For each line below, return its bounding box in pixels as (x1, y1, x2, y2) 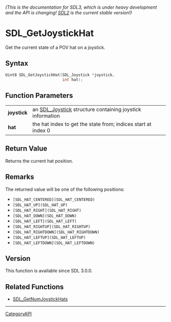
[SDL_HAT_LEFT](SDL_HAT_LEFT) (12, 218, 77, 224)
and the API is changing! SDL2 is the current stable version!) (5, 9, 132, 15)
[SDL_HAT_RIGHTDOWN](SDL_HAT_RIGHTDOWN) (12, 230, 100, 235)
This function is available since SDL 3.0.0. (5, 268, 93, 274)
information (32, 112, 60, 119)
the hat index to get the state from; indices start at (32, 120, 152, 128)
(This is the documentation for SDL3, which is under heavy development (5, 4, 157, 10)
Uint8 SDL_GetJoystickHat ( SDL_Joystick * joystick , (5, 72, 115, 78)
